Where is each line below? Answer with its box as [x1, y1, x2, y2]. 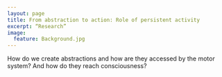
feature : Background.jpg [13, 36, 85, 43]
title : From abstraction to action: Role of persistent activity [7, 16, 200, 23]
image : [7, 29, 26, 36]
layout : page [7, 10, 45, 17]
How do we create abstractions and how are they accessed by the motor [7, 54, 215, 63]
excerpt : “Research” [7, 23, 67, 30]
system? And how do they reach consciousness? [7, 62, 147, 70]
